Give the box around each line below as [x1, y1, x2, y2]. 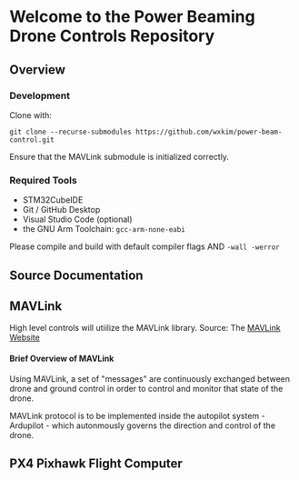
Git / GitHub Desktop [22, 205, 101, 215]
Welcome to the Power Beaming [9, 6, 256, 27]
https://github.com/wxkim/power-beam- [135, 127, 283, 136]
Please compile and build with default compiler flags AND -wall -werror [9, 241, 280, 252]
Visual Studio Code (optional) [22, 214, 134, 225]
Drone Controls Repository [9, 25, 215, 46]
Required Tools [9, 174, 77, 186]
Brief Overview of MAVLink [9, 353, 115, 364]
